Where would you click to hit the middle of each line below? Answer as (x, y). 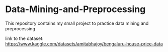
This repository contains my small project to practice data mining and (77, 23)
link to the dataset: (24, 38)
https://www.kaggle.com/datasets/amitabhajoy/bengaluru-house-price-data (84, 43)
